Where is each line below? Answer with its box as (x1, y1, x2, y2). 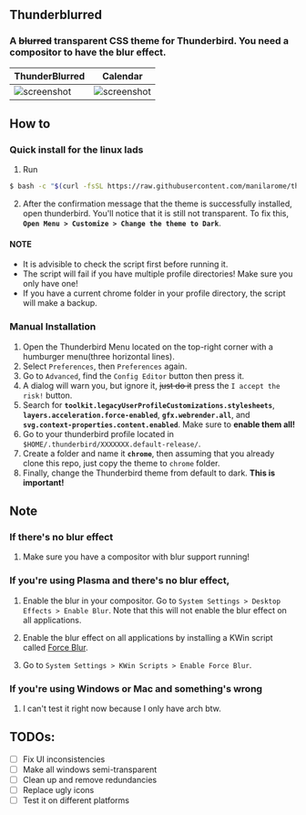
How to (9, 116, 51, 131)
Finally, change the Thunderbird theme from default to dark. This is (22, 467, 276, 478)
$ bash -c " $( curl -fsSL (9, 182, 104, 191)
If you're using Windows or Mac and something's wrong (9, 682, 262, 695)
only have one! (22, 278, 79, 289)
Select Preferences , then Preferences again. (22, 360, 188, 371)
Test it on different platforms (22, 795, 130, 806)
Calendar (101, 69, 143, 82)
